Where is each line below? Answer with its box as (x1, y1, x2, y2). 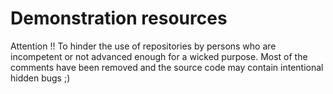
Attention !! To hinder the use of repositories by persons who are (10, 40, 277, 52)
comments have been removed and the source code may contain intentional (10, 61, 324, 73)
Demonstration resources (10, 7, 228, 30)
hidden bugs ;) (10, 72, 71, 84)
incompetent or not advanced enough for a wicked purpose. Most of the (10, 50, 308, 62)
